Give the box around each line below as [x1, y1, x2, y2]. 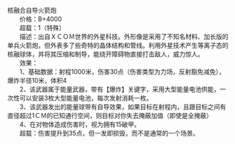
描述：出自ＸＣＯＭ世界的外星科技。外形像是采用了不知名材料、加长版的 [19, 32, 229, 41]
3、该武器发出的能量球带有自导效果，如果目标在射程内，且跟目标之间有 [19, 103, 227, 111]
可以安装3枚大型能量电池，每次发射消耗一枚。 [19, 94, 153, 102]
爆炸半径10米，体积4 [7, 77, 67, 84]
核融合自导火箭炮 [7, 6, 57, 14]
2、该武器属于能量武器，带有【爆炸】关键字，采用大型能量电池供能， [19, 85, 220, 93]
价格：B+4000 [19, 15, 62, 23]
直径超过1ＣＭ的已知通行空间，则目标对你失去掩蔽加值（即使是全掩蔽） [7, 112, 213, 119]
